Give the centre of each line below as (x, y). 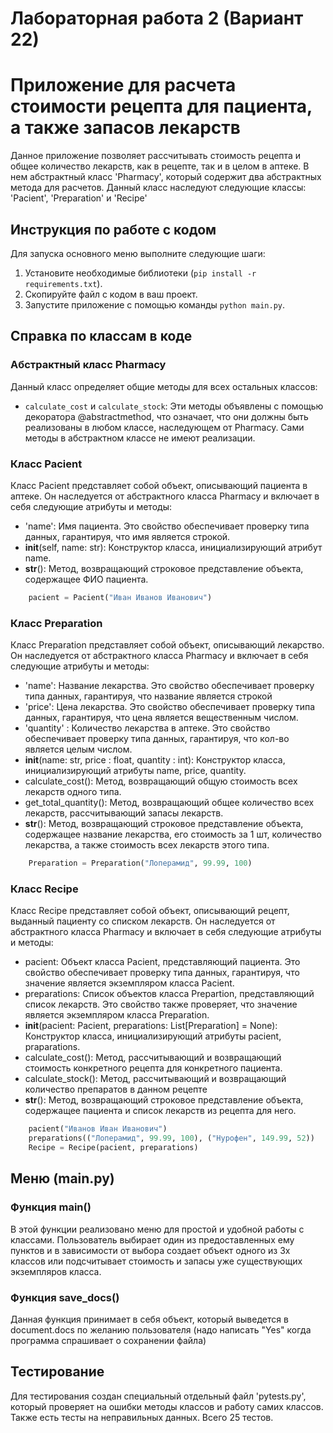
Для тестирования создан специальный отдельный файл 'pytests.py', (158, 1396)
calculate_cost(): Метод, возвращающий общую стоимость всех (161, 781)
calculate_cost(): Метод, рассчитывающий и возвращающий (153, 1058)
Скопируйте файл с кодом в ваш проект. (111, 294)
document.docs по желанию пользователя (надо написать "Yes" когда (161, 1329)
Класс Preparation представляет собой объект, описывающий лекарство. (167, 645)
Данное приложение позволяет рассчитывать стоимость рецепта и (156, 156)
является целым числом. (78, 749)
